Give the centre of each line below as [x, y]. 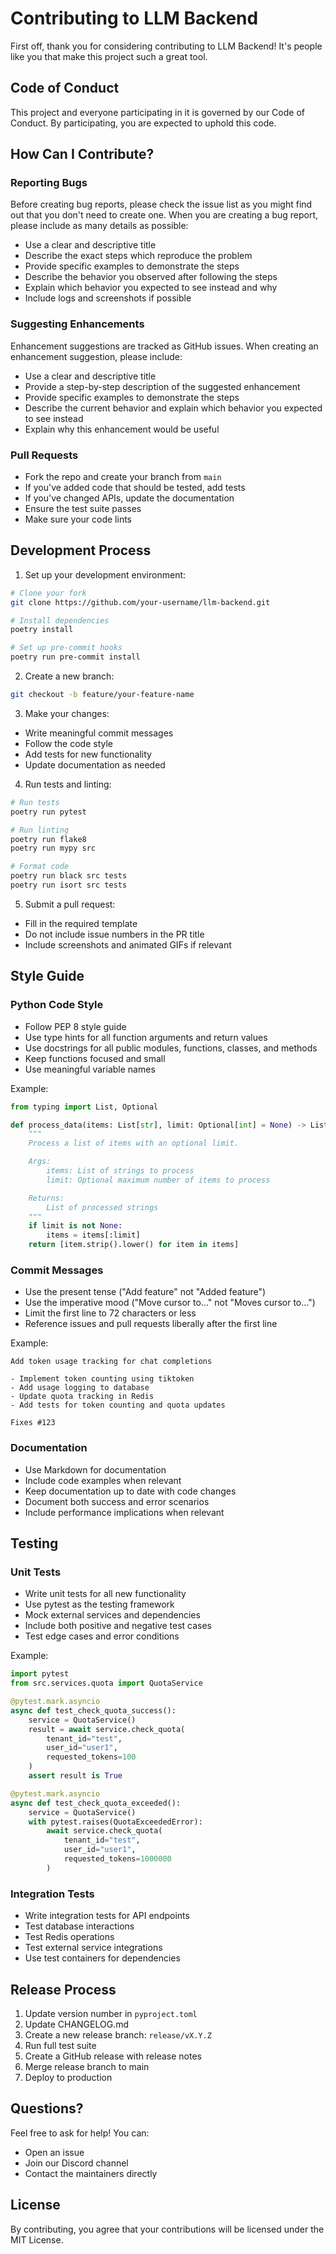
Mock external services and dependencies [112, 1615]
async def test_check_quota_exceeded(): [96, 1803]
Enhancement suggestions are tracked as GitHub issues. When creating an [164, 346]
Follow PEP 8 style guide [75, 1026]
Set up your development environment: [105, 574]
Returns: [46, 1198]
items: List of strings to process [120, 1171]
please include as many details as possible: [99, 226]
